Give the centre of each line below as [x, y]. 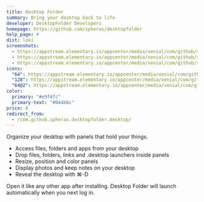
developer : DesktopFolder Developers [54, 23]
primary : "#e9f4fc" [36, 97]
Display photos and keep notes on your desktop [75, 168]
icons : [15, 68]
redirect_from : [25, 114]
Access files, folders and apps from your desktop [77, 148]
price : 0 [17, 108]
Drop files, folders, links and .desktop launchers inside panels [92, 155]
